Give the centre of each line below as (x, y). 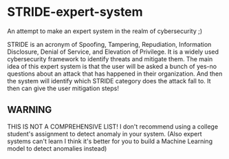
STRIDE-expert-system (75, 12)
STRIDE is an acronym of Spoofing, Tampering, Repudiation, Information (109, 44)
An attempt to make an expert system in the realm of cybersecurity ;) (105, 31)
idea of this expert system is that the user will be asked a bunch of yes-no (112, 66)
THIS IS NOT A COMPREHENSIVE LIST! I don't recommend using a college (113, 126)
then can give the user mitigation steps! (63, 88)
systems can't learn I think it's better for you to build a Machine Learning (110, 141)
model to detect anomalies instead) (57, 148)
